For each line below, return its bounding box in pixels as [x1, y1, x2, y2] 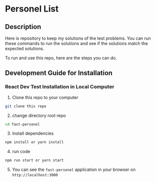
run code [12, 149, 31, 154]
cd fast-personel [5, 122, 40, 126]
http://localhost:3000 [12, 173, 58, 178]
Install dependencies [12, 130, 54, 136]
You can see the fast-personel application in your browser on [12, 167, 136, 172]
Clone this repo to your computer [12, 94, 78, 100]
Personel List [5, 3, 59, 14]
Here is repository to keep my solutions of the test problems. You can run [5, 35, 151, 41]
